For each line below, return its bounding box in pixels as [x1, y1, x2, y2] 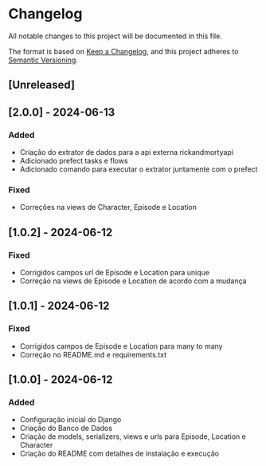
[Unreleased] [8, 78, 76, 92]
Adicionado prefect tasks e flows [19, 156, 129, 166]
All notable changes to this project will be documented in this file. [8, 31, 223, 41]
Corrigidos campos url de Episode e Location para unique [19, 268, 209, 277]
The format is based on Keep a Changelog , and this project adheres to [8, 46, 239, 56]
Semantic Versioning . [8, 55, 78, 65]
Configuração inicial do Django [19, 415, 122, 425]
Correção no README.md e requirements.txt [19, 349, 167, 359]
